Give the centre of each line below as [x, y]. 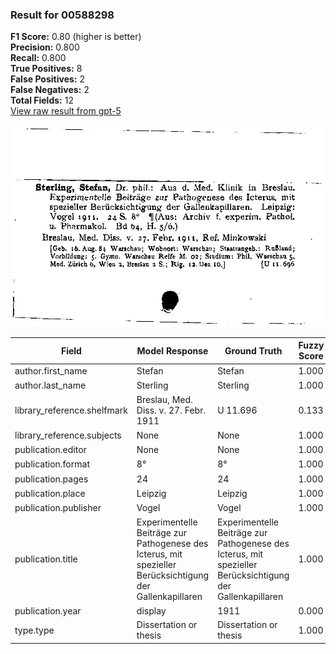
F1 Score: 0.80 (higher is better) [76, 37]
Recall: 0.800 [38, 58]
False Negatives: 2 [50, 90]
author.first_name [51, 371]
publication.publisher [58, 508]
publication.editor [50, 450]
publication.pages [51, 479]
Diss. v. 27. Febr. [171, 410]
